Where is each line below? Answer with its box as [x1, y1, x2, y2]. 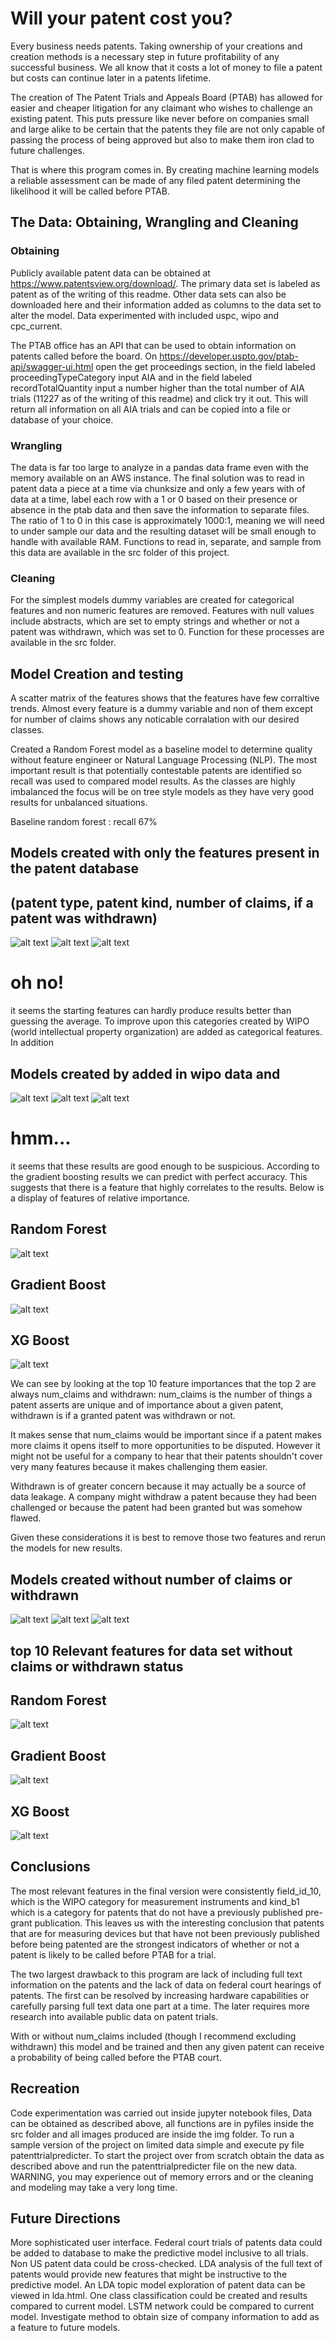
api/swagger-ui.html [10, 360, 94, 372]
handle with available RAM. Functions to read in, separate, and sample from [10, 535, 322, 547]
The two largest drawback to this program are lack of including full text [10, 1968, 303, 1980]
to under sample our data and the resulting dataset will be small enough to [10, 525, 317, 537]
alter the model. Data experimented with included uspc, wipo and [10, 309, 280, 321]
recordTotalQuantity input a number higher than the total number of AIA [10, 382, 305, 394]
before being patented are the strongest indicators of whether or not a [10, 1938, 300, 1950]
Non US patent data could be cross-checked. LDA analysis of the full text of [10, 2258, 323, 2270]
